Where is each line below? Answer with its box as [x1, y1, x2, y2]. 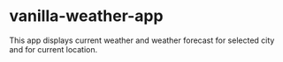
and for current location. [9, 44, 98, 54]
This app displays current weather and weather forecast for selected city [9, 35, 275, 45]
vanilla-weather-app [9, 6, 164, 26]
